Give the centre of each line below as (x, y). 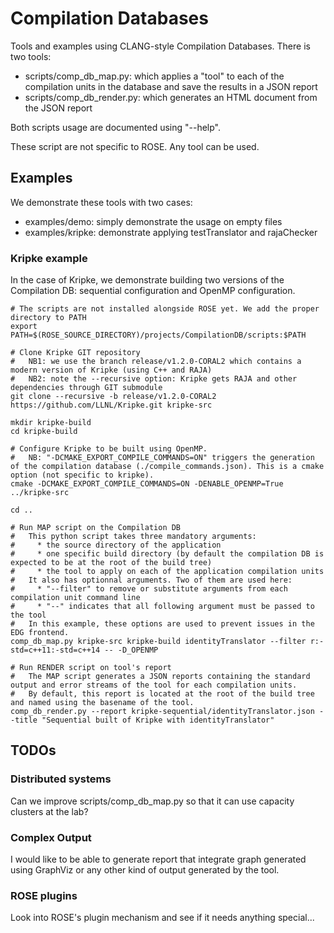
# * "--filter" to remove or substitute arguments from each (149, 589)
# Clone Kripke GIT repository (75, 353)
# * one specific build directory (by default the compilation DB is (167, 554)
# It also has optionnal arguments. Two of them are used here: (151, 580)
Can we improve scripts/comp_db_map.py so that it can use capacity (152, 801)
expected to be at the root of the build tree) (111, 563)
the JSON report (58, 108)
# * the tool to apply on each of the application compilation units (167, 572)
